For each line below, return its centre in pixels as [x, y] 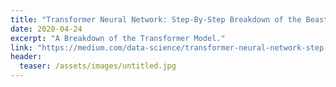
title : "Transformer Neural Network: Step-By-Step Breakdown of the [156, 19]
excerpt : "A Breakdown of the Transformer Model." [118, 38]
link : [21, 47]
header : [26, 57]
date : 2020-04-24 [46, 29]
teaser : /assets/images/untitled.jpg [98, 66]
